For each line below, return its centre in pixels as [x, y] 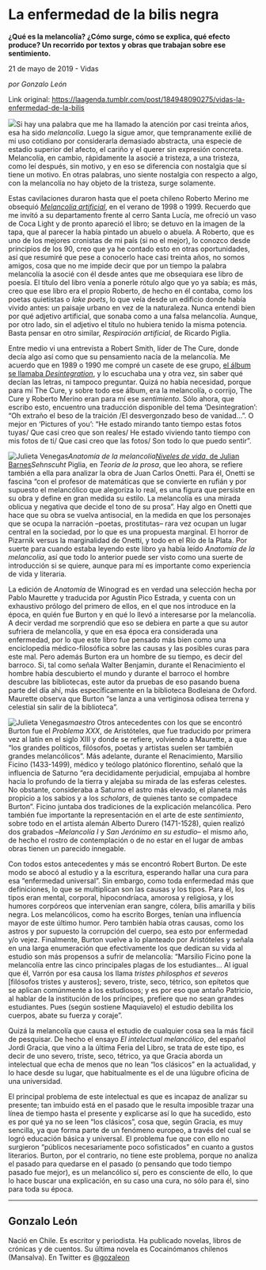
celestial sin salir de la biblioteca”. [63, 707]
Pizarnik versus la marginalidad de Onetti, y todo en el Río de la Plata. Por [128, 540]
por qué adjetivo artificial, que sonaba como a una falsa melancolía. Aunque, [133, 316]
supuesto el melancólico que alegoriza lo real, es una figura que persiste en [132, 489]
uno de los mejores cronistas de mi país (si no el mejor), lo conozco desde [129, 240]
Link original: [29, 99]
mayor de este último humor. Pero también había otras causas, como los [126, 922]
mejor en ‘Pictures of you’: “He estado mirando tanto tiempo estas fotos [125, 424]
